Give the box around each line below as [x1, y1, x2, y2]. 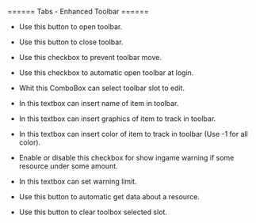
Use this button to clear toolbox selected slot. [18, 207, 168, 217]
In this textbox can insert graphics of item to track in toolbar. [18, 114, 216, 123]
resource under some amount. [18, 161, 118, 171]
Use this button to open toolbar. [18, 22, 123, 31]
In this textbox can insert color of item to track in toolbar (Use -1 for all [18, 130, 249, 138]
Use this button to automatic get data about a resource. [18, 192, 200, 201]
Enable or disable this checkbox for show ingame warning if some [18, 153, 235, 162]
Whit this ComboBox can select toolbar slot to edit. [18, 83, 185, 93]
